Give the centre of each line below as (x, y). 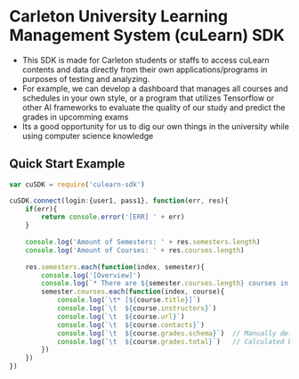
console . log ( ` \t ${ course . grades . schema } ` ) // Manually (166, 333)
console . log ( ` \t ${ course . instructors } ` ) (137, 309)
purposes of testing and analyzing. (86, 78)
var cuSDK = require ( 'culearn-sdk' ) (77, 185)
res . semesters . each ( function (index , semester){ (115, 267)
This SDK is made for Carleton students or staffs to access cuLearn (145, 60)
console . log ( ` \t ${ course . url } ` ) (121, 317)
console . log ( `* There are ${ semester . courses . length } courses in (165, 284)
